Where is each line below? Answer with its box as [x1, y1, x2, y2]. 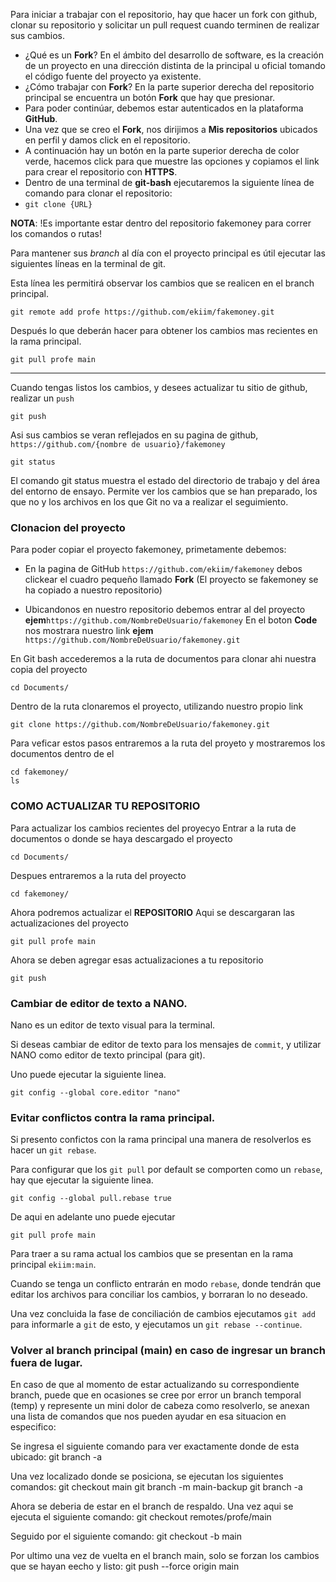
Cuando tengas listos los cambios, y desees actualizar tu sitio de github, [10, 382, 308, 393]
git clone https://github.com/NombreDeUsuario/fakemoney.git [10, 720, 271, 730]
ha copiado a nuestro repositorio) [24, 584, 163, 596]
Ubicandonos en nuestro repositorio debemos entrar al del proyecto [24, 604, 306, 616]
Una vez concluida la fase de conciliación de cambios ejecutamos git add [10, 1308, 316, 1320]
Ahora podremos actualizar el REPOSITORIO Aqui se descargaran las [10, 906, 295, 918]
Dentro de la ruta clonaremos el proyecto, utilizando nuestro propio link [10, 700, 304, 713]
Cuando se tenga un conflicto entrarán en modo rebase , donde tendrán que [10, 1278, 322, 1290]
